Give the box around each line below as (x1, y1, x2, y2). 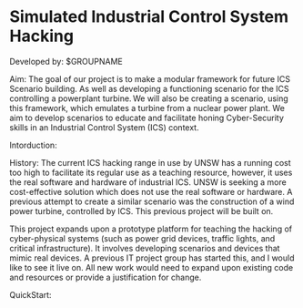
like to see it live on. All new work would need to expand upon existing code (9, 262, 294, 272)
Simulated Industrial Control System (9, 6, 289, 27)
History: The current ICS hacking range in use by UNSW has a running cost (9, 157, 291, 168)
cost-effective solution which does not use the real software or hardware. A (9, 186, 293, 197)
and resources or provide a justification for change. (9, 272, 202, 282)
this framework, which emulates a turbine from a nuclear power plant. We (9, 102, 285, 113)
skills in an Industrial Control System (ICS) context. (9, 121, 199, 133)
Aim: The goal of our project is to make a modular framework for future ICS (9, 73, 291, 84)
